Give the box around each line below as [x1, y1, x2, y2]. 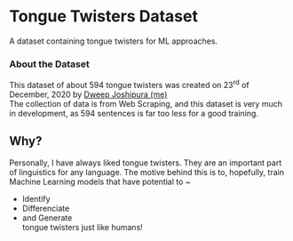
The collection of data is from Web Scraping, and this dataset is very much [9, 98, 282, 108]
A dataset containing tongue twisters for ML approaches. [9, 36, 218, 46]
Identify [21, 193, 51, 204]
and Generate [21, 212, 73, 223]
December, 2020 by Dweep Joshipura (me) [9, 89, 168, 100]
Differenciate [21, 203, 70, 213]
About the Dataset [9, 58, 91, 70]
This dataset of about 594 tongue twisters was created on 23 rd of [9, 78, 250, 90]
